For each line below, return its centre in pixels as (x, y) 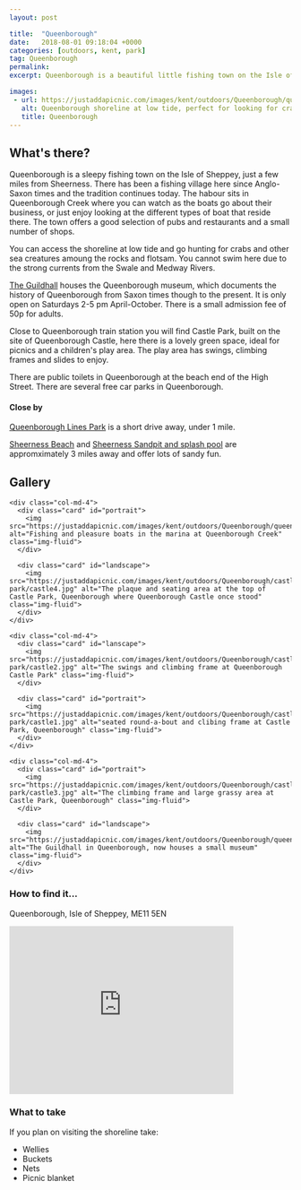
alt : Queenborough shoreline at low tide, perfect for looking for (150, 108)
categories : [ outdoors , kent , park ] (77, 50)
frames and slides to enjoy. (59, 360)
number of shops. (42, 232)
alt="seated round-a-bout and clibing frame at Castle (186, 722)
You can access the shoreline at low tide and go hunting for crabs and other (149, 249)
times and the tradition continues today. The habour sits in (142, 194)
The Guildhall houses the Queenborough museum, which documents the (143, 285)
